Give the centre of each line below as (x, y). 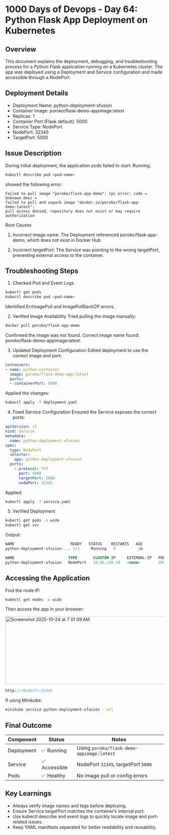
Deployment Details (37, 93)
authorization (20, 216)
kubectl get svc (22, 525)
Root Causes (18, 225)
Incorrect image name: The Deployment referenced (66, 235)
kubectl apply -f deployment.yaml (41, 402)
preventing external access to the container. (58, 255)
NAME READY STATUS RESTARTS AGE (74, 544)
